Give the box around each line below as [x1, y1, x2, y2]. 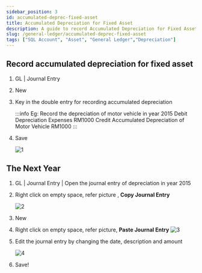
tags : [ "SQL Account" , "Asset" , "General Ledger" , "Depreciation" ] [6, 37, 176, 43]
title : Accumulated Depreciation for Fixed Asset [6, 20, 133, 26]
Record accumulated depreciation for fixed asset [6, 59, 194, 69]
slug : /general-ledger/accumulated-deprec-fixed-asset [6, 31, 147, 37]
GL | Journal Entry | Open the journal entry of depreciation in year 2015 [14, 179, 191, 186]
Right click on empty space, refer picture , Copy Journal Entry [14, 191, 170, 198]
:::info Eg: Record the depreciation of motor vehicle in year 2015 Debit [14, 109, 188, 117]
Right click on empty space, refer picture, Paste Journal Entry [14, 226, 170, 233]
